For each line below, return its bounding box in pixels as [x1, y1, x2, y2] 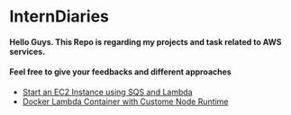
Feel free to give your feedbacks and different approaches [9, 66, 232, 77]
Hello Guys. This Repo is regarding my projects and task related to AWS [9, 36, 282, 47]
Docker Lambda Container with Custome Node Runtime [22, 96, 229, 107]
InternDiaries [9, 6, 110, 27]
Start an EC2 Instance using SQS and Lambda [22, 86, 193, 97]
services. [9, 46, 46, 57]
